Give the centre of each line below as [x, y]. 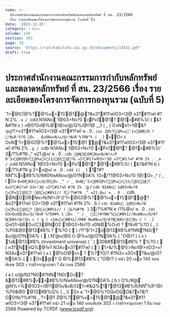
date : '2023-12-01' [26, 24]
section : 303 [19, 39]
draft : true [18, 52]
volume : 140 [18, 33]
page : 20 [14, 43]
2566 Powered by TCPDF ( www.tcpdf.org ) [49, 309]
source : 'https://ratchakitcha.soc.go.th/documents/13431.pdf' [74, 48]
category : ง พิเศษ [23, 29]
